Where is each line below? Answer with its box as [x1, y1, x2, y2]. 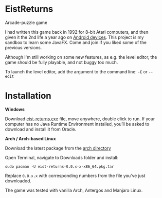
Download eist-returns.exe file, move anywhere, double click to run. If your [5, 116, 155, 122]
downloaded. [5, 177, 32, 184]
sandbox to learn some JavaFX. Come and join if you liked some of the [5, 39, 147, 45]
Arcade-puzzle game [5, 20, 48, 25]
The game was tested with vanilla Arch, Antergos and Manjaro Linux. [5, 187, 143, 193]
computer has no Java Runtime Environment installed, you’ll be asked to [5, 121, 149, 127]
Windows [5, 106, 25, 112]
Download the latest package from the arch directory [5, 145, 111, 151]
